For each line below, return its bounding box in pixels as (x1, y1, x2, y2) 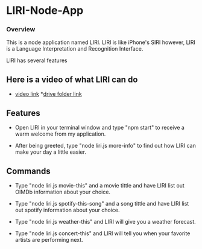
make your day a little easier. (14, 148, 86, 156)
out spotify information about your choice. (14, 206, 120, 213)
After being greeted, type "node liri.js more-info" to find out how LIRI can (14, 142, 196, 150)
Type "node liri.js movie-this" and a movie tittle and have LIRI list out (14, 181, 185, 189)
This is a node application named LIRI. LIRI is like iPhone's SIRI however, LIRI (6, 39, 196, 46)
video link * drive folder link (14, 90, 83, 98)
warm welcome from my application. (14, 130, 106, 137)
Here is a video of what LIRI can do (6, 74, 138, 84)
